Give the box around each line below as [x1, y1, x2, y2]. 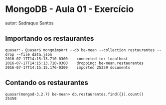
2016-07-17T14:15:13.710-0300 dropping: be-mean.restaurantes [5, 61, 144, 66]
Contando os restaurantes [5, 79, 88, 87]
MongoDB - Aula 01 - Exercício [5, 3, 134, 15]
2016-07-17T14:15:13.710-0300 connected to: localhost [5, 56, 128, 61]
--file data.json [16, 52, 52, 57]
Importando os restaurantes [5, 34, 94, 43]
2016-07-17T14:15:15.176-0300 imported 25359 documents [5, 65, 131, 70]
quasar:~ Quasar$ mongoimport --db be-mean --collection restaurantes [5, 47, 155, 53]
